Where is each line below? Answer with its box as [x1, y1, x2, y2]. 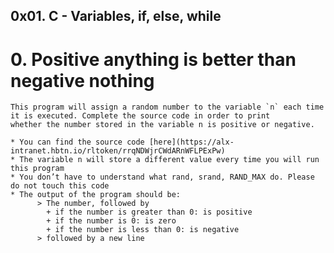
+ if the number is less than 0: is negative [46, 225, 240, 235]
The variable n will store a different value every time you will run [19, 155, 320, 165]
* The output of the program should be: [10, 190, 182, 200]
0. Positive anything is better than [10, 48, 297, 71]
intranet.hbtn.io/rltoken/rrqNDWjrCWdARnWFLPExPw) [10, 146, 226, 156]
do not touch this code [10, 181, 110, 191]
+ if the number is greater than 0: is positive [46, 207, 253, 218]
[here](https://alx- [148, 137, 235, 148]
